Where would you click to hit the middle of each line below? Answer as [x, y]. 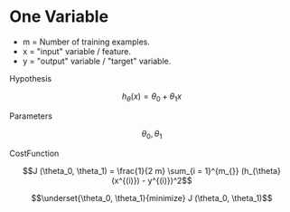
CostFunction [34, 153]
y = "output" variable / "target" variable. [97, 61]
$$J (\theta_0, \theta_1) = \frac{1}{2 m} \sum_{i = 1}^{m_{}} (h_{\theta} [152, 170]
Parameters [31, 116]
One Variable [59, 17]
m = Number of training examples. [86, 42]
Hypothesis [31, 78]
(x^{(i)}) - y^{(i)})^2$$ [152, 180]
